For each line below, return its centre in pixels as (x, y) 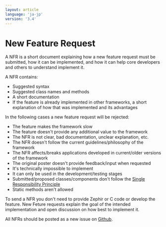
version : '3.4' (21, 19)
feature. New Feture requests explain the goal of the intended (68, 204)
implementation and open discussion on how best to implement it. (72, 210)
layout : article (22, 10)
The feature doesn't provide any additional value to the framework (80, 132)
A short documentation (36, 97)
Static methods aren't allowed (43, 189)
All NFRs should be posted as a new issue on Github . (59, 219)
